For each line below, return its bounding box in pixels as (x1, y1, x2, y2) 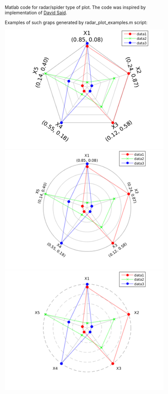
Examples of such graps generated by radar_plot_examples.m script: (5, 20, 147, 25)
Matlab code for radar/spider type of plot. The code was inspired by (5, 5, 146, 10)
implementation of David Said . (5, 10, 68, 16)
